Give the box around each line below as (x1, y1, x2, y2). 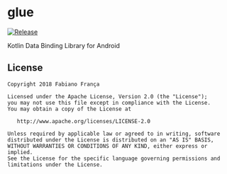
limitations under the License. (7, 161, 103, 168)
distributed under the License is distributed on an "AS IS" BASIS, (7, 136, 214, 144)
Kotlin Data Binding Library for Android (7, 41, 121, 50)
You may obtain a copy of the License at (7, 105, 132, 112)
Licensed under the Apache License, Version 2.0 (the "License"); (7, 93, 208, 100)
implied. (7, 149, 33, 156)
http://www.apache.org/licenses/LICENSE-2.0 (16, 117, 151, 124)
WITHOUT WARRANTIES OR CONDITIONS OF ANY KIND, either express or (7, 142, 208, 149)
